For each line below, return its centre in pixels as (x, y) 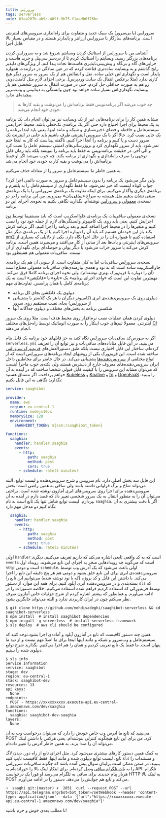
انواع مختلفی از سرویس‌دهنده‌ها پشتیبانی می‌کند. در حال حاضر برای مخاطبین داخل (80, 359)
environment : (23, 421)
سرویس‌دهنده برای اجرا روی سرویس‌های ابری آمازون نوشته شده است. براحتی (77, 491)
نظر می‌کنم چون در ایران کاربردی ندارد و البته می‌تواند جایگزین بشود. (68, 599)
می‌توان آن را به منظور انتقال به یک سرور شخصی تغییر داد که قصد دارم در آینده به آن (83, 496)
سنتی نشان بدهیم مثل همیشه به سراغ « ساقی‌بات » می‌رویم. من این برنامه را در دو (81, 196)
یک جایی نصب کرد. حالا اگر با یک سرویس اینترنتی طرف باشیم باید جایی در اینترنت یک (83, 135)
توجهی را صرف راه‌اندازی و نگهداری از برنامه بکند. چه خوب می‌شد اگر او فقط (76, 156)
